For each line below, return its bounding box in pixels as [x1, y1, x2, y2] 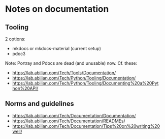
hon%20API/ [12, 85, 38, 91]
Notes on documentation [5, 3, 109, 15]
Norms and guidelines [5, 100, 74, 108]
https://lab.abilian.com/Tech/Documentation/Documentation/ [12, 112, 136, 118]
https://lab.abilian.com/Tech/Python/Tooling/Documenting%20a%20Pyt [12, 80, 159, 86]
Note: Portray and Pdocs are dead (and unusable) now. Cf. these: [5, 60, 137, 66]
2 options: [5, 36, 26, 42]
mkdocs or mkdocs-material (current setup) [12, 46, 101, 51]
